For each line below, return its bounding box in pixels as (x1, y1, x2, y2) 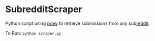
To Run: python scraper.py (5, 30, 61, 36)
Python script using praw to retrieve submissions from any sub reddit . (5, 20, 150, 26)
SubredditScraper (5, 4, 82, 15)
